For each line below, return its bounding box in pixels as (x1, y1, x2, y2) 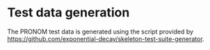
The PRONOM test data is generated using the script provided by (7, 27, 193, 36)
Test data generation (7, 5, 130, 21)
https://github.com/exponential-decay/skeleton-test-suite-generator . (7, 34, 204, 42)
